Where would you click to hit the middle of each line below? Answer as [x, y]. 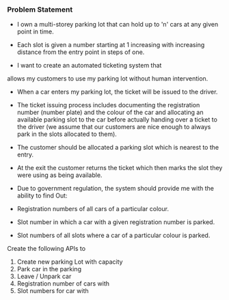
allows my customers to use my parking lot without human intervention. [108, 79]
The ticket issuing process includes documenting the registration [108, 105]
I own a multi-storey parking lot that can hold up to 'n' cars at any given [118, 25]
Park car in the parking [49, 269]
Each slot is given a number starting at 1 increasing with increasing [111, 45]
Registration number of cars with [63, 284]
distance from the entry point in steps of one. [81, 52]
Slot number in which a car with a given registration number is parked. [116, 222]
